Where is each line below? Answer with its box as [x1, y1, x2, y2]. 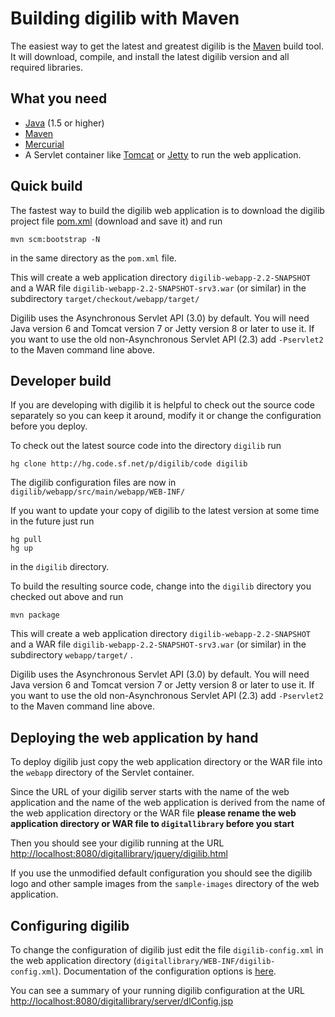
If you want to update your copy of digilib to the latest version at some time [10, 505, 320, 517]
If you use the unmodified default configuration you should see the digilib [10, 867, 313, 879]
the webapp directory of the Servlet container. [10, 767, 195, 779]
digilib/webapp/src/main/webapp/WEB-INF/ [10, 487, 186, 497]
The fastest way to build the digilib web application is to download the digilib [10, 204, 325, 216]
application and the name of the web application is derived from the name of [10, 797, 326, 809]
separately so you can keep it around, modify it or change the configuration [10, 410, 322, 422]
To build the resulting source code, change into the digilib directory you [10, 580, 312, 592]
